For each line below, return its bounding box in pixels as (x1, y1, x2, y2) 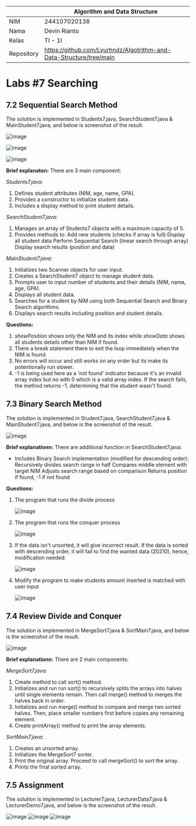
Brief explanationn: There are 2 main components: (6, 656, 129, 663)
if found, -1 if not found (14, 474, 70, 481)
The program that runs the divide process (14, 496, 115, 503)
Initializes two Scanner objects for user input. (14, 266, 124, 273)
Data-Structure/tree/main (44, 53, 115, 61)
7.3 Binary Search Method (6, 399, 102, 409)
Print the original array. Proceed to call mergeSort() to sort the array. (14, 757, 179, 764)
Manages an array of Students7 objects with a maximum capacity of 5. (14, 225, 185, 232)
